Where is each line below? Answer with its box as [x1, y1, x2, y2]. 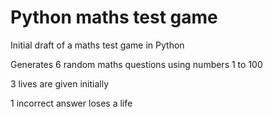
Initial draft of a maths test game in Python [10, 39, 185, 51]
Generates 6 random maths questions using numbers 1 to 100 [10, 58, 263, 70]
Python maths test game [10, 6, 218, 29]
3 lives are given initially [10, 77, 109, 90]
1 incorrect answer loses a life [10, 97, 133, 109]
